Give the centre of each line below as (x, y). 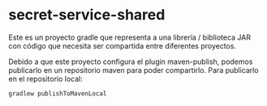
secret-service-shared (87, 15)
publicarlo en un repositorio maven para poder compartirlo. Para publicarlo (133, 70)
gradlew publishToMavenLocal (58, 93)
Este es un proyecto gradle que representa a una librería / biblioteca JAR (130, 37)
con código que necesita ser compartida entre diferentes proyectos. (123, 45)
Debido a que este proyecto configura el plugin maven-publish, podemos (131, 61)
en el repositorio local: (45, 78)
